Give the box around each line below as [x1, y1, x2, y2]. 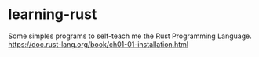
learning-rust [8, 5, 97, 23]
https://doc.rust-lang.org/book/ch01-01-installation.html [8, 39, 189, 48]
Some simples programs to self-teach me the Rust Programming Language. [8, 31, 253, 41]
